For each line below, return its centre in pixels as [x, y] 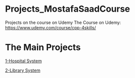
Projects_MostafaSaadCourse [67, 9]
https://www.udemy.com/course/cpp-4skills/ [51, 27]
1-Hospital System [24, 61]
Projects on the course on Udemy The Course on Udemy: [63, 22]
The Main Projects [43, 48]
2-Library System [23, 70]
